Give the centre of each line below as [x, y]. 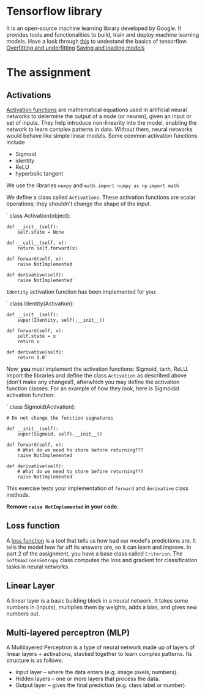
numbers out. [23, 614]
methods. [18, 494]
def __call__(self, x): [37, 243]
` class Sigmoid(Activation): [41, 407]
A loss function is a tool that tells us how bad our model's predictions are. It [101, 540]
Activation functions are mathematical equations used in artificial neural [97, 110]
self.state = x [37, 336]
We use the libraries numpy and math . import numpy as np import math [93, 185]
